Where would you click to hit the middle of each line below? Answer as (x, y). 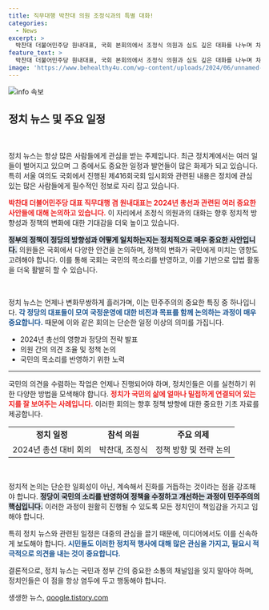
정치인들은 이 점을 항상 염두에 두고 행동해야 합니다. (87, 580)
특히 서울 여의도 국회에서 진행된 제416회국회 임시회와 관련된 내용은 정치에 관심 (130, 175)
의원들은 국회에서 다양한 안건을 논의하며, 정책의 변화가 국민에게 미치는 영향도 (139, 250)
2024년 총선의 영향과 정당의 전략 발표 (79, 339)
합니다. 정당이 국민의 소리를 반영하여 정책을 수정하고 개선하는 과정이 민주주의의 (138, 496)
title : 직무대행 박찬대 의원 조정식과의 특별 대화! (81, 16)
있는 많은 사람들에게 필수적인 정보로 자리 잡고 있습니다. (94, 186)
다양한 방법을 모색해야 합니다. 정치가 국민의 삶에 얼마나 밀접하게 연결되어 (129, 394)
